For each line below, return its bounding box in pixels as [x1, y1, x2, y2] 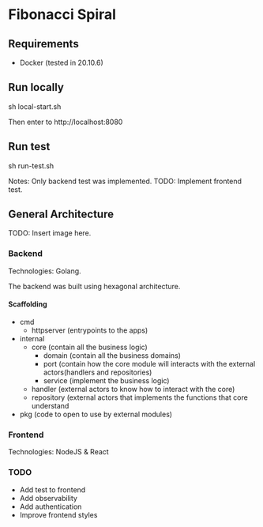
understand [31, 401, 70, 410]
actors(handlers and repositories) [43, 367, 152, 377]
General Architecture [8, 208, 115, 221]
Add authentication [19, 502, 82, 511]
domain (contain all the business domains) [43, 350, 182, 360]
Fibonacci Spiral [8, 6, 117, 24]
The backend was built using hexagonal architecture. [8, 281, 181, 291]
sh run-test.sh [8, 160, 54, 171]
